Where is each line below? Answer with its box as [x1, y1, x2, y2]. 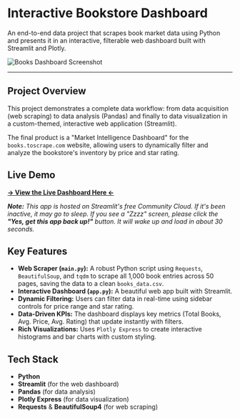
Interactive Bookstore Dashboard [7, 5, 209, 21]
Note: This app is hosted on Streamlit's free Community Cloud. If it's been [7, 201, 226, 210]
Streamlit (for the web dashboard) [17, 380, 119, 389]
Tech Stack [7, 353, 59, 365]
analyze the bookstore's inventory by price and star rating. [7, 148, 180, 156]
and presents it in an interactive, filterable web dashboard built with [7, 36, 206, 44]
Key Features [7, 245, 68, 257]
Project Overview [7, 85, 86, 97]
